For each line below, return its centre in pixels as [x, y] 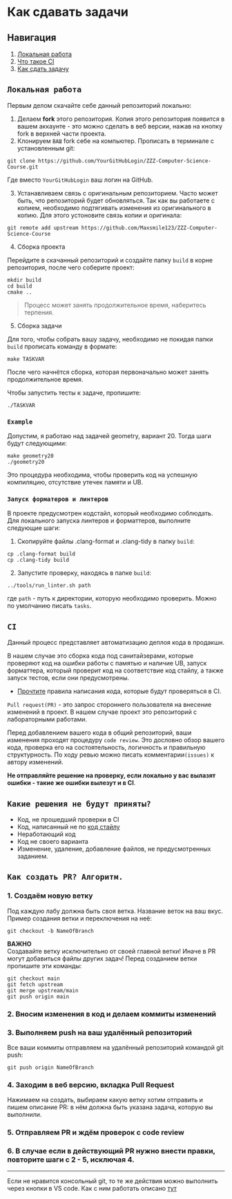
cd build [20, 286]
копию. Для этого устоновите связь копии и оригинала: [99, 215]
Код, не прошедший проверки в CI [68, 820]
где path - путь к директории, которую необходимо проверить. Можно [112, 598]
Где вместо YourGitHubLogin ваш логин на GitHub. [80, 180]
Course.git [23, 167]
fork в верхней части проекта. [61, 133]
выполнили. [25, 1115]
